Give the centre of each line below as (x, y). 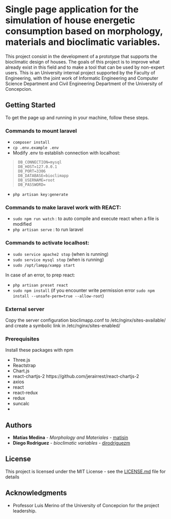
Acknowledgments (36, 493)
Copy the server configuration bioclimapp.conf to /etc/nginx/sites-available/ (85, 320)
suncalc (21, 404)
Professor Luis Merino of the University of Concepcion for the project (86, 505)
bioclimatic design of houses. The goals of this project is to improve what (82, 62)
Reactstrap (24, 366)
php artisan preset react (40, 285)
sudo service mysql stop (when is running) (58, 259)
